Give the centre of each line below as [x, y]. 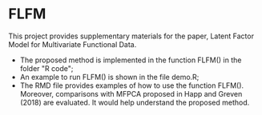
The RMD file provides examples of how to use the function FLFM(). [132, 85]
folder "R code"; [46, 68]
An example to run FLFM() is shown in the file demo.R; [109, 77]
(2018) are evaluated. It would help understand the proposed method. [135, 102]
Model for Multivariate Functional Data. [73, 44]
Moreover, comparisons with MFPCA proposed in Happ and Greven [131, 93]
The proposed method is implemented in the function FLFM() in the [131, 60]
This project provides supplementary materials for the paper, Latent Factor [131, 36]
